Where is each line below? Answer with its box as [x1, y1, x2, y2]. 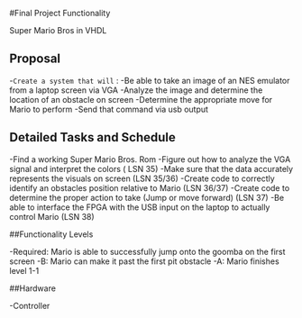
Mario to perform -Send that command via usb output [9, 104, 209, 114]
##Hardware [9, 283, 57, 294]
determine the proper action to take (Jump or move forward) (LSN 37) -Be [9, 192, 285, 203]
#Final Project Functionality [9, 8, 111, 18]
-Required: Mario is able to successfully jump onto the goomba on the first [9, 246, 286, 257]
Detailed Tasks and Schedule [9, 130, 176, 145]
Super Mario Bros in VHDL [9, 25, 107, 35]
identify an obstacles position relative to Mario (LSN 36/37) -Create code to [9, 182, 290, 193]
